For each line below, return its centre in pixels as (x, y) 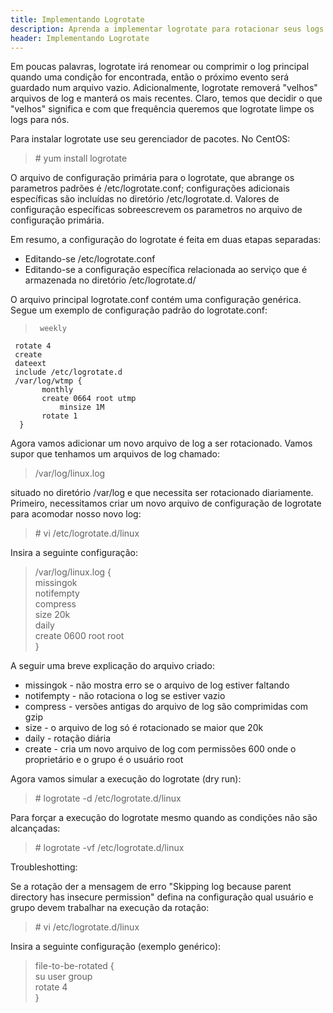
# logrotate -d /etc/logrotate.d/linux (108, 798)
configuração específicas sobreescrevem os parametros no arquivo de (156, 210)
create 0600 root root (79, 636)
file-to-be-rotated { (74, 966)
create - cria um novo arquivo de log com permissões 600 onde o (160, 749)
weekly (53, 329)
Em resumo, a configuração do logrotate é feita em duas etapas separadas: (166, 240)
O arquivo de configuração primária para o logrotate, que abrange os (152, 178)
